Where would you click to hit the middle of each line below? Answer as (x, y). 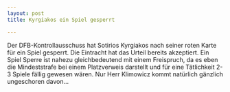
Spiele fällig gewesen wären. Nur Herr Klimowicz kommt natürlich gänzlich (118, 74)
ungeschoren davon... (38, 81)
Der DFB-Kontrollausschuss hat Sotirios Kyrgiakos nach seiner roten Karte (112, 45)
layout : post (26, 13)
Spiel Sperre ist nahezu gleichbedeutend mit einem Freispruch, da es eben (113, 59)
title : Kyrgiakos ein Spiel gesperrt (61, 20)
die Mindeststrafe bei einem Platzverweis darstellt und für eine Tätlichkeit (111, 67)
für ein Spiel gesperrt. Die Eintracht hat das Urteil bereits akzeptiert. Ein (108, 52)
